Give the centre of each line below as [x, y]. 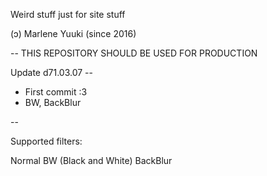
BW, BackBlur [53, 102]
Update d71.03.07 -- [51, 72]
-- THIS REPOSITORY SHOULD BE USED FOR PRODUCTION [134, 53]
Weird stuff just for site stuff [68, 14]
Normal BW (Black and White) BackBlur [91, 160]
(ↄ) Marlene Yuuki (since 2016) [73, 33]
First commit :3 [56, 92]
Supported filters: [46, 141]
